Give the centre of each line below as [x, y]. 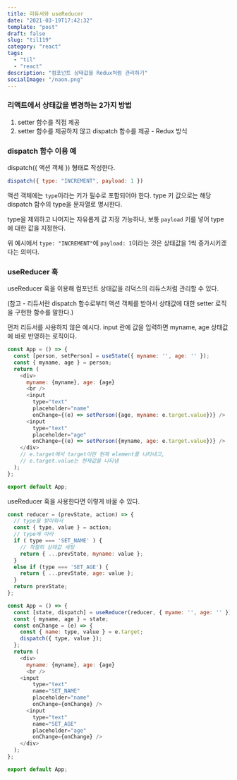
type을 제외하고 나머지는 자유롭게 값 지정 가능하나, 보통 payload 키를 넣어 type [116, 219]
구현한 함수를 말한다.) [44, 312]
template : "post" [33, 27]
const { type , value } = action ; [63, 528]
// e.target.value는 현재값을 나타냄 [69, 461]
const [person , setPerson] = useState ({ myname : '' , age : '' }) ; [112, 356]
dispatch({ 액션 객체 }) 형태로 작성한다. [61, 167]
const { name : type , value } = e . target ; [81, 632]
